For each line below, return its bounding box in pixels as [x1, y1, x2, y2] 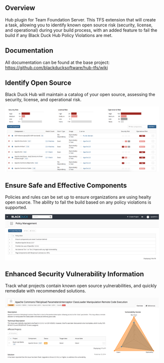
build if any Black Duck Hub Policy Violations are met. [5, 32, 113, 38]
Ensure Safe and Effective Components [5, 181, 127, 190]
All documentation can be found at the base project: [5, 59, 110, 65]
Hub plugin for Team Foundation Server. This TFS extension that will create [5, 17, 156, 22]
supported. [5, 205, 27, 210]
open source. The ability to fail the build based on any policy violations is [5, 199, 151, 205]
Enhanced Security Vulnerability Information [5, 270, 144, 278]
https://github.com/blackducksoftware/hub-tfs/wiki [5, 64, 108, 70]
